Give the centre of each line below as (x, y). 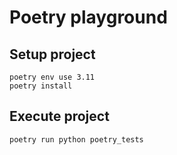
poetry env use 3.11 (52, 77)
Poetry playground (88, 17)
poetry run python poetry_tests (76, 139)
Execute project (59, 116)
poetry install (41, 86)
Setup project (52, 54)
